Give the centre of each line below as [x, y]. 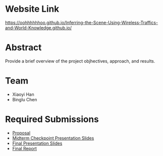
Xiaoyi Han [23, 94]
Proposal [21, 133]
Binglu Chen [25, 99]
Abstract [23, 48]
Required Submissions [52, 119]
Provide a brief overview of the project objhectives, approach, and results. [80, 61]
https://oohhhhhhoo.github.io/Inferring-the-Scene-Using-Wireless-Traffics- [81, 22]
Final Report [24, 148]
